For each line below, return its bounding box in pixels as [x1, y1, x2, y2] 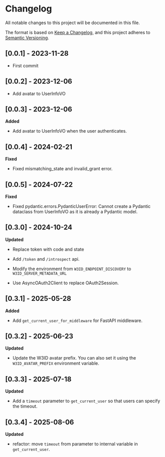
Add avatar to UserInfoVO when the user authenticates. [12, 128, 127, 134]
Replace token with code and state [12, 246, 84, 252]
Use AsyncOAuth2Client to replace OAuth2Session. [12, 280, 119, 286]
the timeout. [12, 403, 38, 409]
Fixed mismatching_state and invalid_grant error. [12, 166, 113, 172]
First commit [12, 62, 39, 68]
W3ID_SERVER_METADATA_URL [12, 271, 67, 276]
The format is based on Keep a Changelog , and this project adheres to [5, 29, 150, 35]
